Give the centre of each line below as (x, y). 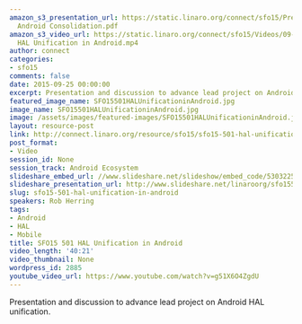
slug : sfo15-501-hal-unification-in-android (94, 193)
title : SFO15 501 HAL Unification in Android (96, 243)
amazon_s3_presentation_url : (64, 18)
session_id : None (42, 159)
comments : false (40, 76)
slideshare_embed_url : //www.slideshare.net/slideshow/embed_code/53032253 (154, 176)
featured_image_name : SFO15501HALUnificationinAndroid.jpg (122, 101)
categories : (31, 59)
